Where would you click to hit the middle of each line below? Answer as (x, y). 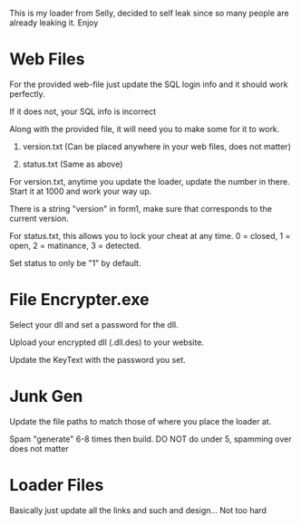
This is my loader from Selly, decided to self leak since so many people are (149, 13)
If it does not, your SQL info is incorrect (83, 111)
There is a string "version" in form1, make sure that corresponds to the (141, 208)
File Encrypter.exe (79, 300)
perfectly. (27, 93)
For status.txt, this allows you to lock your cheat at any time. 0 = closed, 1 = (150, 235)
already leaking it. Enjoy (54, 23)
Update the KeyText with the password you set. (97, 359)
